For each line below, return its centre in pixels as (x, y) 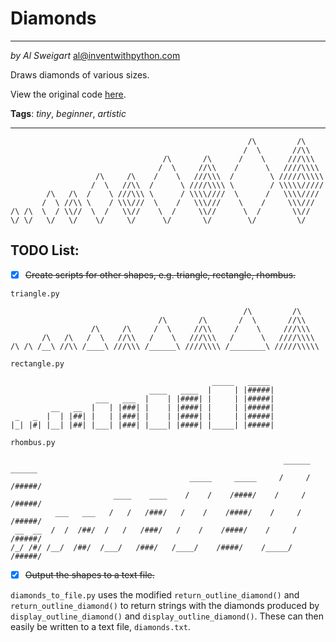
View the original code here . (68, 94)
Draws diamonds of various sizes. (80, 74)
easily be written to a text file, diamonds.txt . (100, 626)
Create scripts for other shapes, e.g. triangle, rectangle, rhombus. (160, 274)
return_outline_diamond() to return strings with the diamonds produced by (165, 605)
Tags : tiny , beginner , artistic (68, 113)
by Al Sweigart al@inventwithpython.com (95, 55)
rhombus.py (33, 442)
